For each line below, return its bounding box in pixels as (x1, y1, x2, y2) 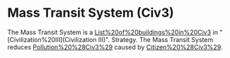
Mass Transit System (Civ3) (7, 5, 175, 21)
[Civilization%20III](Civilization (7, 35, 97, 43)
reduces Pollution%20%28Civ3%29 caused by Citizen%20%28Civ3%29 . (7, 43, 223, 51)
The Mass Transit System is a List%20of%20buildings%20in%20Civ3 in (7, 28, 218, 36)
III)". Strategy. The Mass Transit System (98, 35, 214, 43)
